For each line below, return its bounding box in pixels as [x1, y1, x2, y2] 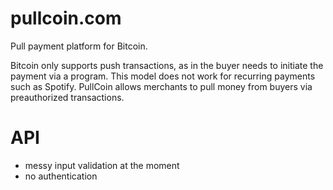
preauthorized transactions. [10, 91, 125, 103]
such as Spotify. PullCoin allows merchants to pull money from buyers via [10, 80, 313, 92]
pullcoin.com [10, 7, 122, 30]
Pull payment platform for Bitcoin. [10, 40, 148, 52]
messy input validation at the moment [24, 159, 180, 171]
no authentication [24, 170, 98, 182]
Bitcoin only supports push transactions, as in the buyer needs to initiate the [10, 59, 324, 71]
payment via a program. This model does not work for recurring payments [10, 70, 316, 82]
